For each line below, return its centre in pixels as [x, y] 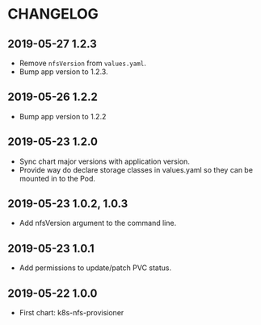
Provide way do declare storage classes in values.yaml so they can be [136, 169]
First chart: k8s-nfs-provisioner [72, 313]
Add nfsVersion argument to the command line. [98, 223]
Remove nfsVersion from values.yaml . [82, 63]
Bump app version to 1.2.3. [63, 72]
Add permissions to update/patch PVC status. [95, 268]
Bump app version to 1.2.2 [63, 116]
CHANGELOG [53, 14]
